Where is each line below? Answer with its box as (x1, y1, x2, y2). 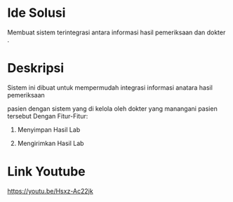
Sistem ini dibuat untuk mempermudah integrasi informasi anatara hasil (7, 83, 213, 92)
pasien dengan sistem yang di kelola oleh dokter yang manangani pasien (7, 104, 218, 113)
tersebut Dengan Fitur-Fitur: (7, 112, 88, 120)
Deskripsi (7, 60, 65, 76)
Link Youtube (7, 163, 86, 180)
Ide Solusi (7, 5, 66, 21)
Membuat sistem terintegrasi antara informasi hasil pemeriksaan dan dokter (7, 28, 226, 36)
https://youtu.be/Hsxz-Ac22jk (7, 187, 93, 195)
